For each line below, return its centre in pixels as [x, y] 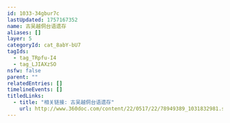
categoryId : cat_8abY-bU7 [44, 45]
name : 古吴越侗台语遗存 [37, 26]
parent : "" [23, 77]
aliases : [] [24, 32]
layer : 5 [20, 39]
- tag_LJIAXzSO [35, 64]
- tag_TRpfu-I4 [35, 58]
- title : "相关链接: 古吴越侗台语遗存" [64, 102]
